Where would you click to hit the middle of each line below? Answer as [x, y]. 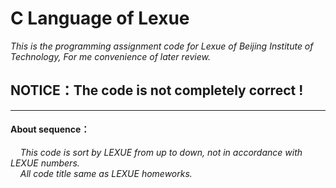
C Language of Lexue [100, 18]
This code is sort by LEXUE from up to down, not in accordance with [161, 152]
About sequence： [50, 129]
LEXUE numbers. [45, 163]
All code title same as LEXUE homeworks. [106, 173]
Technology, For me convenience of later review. [110, 56]
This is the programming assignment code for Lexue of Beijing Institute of [162, 46]
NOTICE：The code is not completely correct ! [157, 90]
